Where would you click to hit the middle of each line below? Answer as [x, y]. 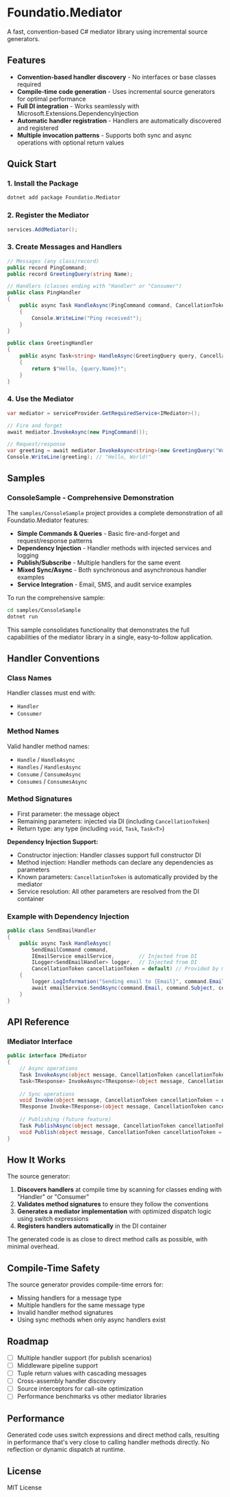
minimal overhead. [33, 1247]
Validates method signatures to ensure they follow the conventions [113, 1204]
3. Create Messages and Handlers [65, 247]
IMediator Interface [40, 1041]
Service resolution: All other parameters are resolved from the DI [108, 891]
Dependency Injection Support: [53, 841]
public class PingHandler [44, 293]
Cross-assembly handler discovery [66, 1381]
